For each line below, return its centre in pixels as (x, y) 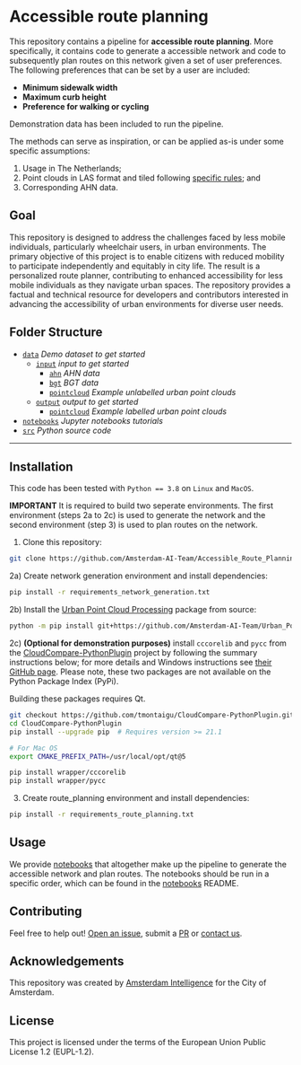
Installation (41, 466)
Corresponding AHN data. (70, 187)
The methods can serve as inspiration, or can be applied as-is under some (146, 141)
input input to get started (82, 363)
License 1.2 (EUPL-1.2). (52, 1052)
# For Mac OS (34, 748)
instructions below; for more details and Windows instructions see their (141, 662)
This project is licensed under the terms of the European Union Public (138, 1043)
